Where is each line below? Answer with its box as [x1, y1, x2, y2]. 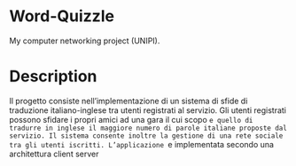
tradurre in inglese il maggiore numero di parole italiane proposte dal [9, 124, 288, 132]
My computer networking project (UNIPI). [9, 35, 160, 46]
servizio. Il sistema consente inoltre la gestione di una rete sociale [9, 131, 284, 140]
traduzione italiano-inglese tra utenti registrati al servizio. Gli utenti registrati [9, 104, 286, 116]
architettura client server [9, 148, 99, 159]
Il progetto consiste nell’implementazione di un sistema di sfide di [9, 95, 248, 106]
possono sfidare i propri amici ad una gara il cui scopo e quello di [9, 114, 253, 124]
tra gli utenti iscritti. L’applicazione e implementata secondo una [9, 139, 275, 149]
